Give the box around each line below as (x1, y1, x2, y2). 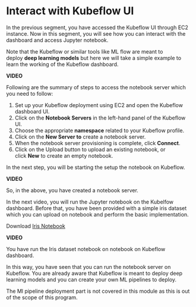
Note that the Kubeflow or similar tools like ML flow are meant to (6, 48, 163, 55)
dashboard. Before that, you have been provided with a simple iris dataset (6, 204, 187, 212)
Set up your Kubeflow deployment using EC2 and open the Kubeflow (14, 101, 183, 108)
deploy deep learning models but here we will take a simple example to (6, 54, 182, 61)
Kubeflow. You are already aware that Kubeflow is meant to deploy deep (6, 270, 183, 277)
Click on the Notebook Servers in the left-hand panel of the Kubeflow (14, 114, 186, 121)
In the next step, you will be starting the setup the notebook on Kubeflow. (6, 164, 185, 171)
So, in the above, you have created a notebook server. (6, 186, 138, 194)
